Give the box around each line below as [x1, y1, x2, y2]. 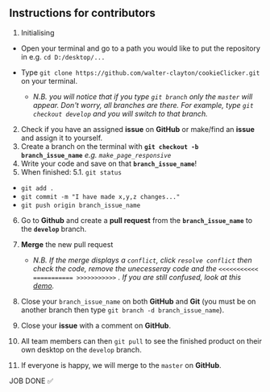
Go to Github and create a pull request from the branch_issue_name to [20, 215, 253, 225]
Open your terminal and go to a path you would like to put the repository [20, 43, 261, 53]
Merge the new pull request [20, 239, 114, 249]
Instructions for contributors [9, 6, 156, 20]
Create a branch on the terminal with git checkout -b [20, 141, 199, 151]
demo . [32, 281, 55, 291]
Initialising [20, 27, 55, 37]
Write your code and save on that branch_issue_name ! [20, 159, 197, 168]
